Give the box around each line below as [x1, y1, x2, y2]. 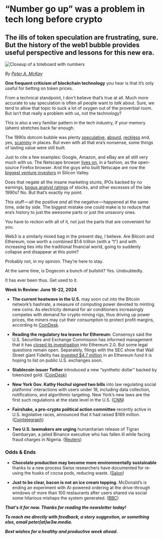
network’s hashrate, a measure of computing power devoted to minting [12, 301, 155, 307]
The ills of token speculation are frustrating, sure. [5, 33, 158, 41]
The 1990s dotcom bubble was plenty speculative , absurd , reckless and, [5, 135, 150, 140]
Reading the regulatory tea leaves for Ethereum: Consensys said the [12, 331, 152, 337]
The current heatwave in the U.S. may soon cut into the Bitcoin [12, 296, 140, 302]
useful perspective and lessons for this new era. [5, 48, 155, 57]
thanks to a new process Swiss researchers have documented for [12, 465, 144, 471]
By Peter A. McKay [5, 71, 43, 77]
